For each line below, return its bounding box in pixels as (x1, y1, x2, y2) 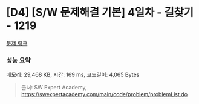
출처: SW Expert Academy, (21, 84, 87, 91)
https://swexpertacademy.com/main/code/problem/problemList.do (21, 91, 188, 98)
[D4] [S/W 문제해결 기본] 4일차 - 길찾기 (6, 5, 194, 19)
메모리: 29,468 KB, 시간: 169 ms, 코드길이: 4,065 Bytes (6, 71, 140, 79)
